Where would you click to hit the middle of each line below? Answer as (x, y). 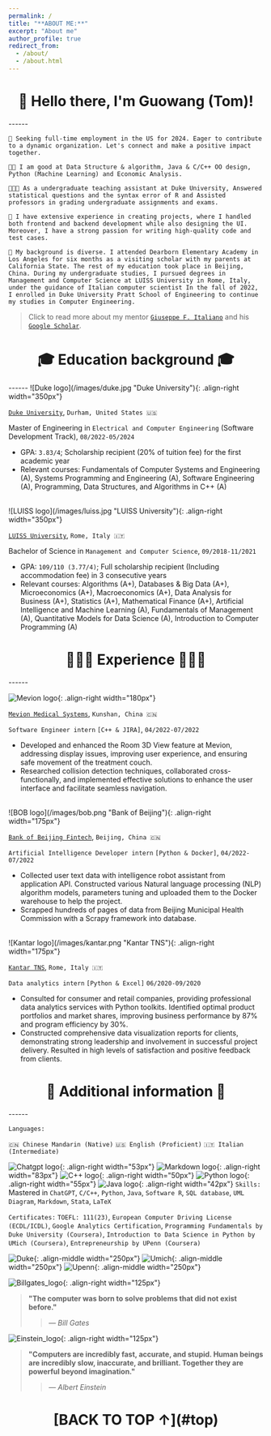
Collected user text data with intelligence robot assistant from (123, 875)
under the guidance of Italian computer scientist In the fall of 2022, (133, 287)
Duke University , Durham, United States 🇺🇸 (83, 412)
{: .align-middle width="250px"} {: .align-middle (128, 1258)
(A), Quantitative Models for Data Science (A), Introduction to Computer (139, 618)
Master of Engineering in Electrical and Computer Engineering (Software (131, 427)
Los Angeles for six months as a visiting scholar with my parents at (130, 259)
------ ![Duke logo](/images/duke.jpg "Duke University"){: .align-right (124, 388)
